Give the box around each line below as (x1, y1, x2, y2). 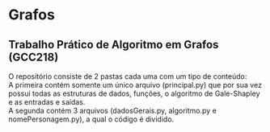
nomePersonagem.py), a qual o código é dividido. (8, 114, 175, 124)
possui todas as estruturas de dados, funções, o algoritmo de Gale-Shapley (8, 89, 260, 98)
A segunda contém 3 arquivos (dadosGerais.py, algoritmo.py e (8, 106, 217, 115)
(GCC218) (8, 50, 59, 64)
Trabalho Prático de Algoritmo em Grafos (8, 38, 219, 52)
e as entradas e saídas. (8, 97, 86, 106)
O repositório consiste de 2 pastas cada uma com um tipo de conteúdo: (8, 72, 247, 81)
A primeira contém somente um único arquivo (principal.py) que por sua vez (8, 80, 263, 89)
